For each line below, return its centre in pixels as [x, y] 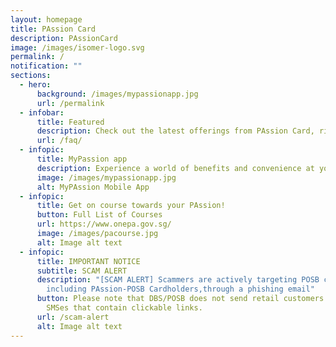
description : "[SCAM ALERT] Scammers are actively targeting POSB [178, 280]
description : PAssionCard [64, 38]
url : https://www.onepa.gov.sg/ [104, 224]
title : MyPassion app [82, 159]
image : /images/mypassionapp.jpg [106, 177]
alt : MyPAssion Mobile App [93, 187]
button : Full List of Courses [99, 215]
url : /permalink [70, 103]
